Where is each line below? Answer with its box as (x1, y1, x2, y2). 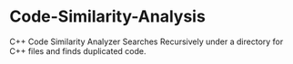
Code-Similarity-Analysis (9, 6, 207, 27)
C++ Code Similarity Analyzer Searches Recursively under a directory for (9, 36, 284, 47)
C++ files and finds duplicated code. (9, 45, 147, 56)
